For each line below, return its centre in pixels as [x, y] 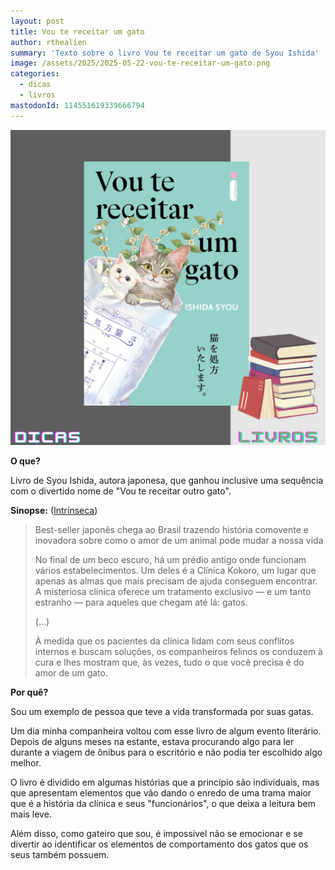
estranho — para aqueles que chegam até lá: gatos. [141, 602]
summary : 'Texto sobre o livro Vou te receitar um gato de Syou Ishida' [165, 53]
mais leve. [31, 814]
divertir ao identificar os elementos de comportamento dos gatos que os [159, 844]
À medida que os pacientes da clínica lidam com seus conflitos [164, 641]
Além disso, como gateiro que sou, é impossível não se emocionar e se [156, 833]
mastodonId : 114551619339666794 [77, 105]
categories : [35, 74]
